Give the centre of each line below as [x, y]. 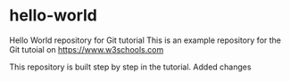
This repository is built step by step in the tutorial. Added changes [130, 67]
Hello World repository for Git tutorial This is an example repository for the [145, 40]
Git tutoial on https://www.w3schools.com [87, 49]
